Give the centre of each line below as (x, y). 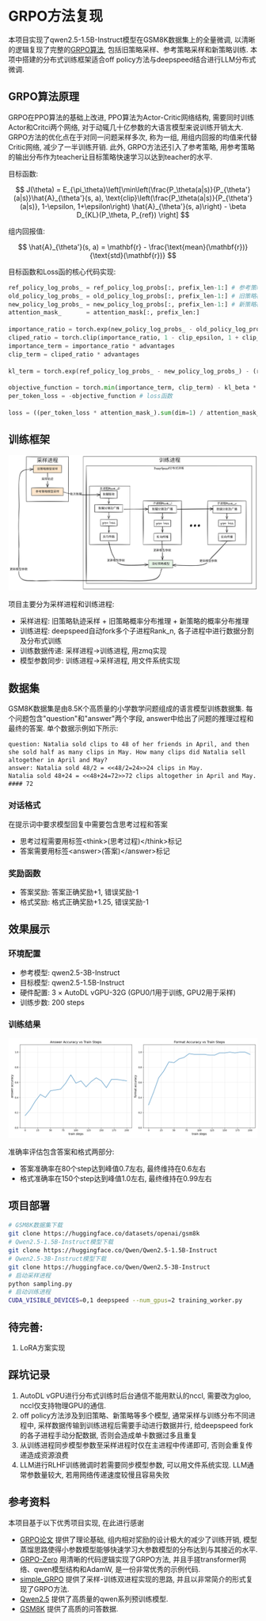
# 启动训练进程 (30, 1292)
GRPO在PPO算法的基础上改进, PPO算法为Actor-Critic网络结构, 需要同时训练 (131, 117)
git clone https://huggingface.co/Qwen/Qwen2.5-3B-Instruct (110, 1267)
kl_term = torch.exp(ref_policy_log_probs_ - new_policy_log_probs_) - (129, 371)
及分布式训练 (40, 641)
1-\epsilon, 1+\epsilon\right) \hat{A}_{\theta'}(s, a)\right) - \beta (144, 206)
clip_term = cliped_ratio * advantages (74, 354)
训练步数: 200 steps (52, 1002)
